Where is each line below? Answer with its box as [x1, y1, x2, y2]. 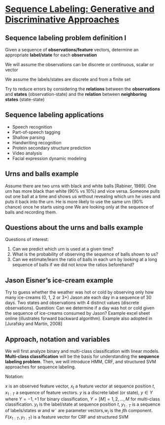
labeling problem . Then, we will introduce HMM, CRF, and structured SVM [5, 359, 156, 365]
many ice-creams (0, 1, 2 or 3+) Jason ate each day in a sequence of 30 [5, 295, 152, 300]
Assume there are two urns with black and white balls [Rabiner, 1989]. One [5, 183, 157, 189]
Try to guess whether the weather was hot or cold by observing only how [5, 289, 154, 295]
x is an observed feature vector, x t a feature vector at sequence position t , [5, 383, 155, 390]
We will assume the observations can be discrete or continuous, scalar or [5, 62, 154, 67]
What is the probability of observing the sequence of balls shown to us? [12, 251, 159, 257]
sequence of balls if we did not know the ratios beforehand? [12, 262, 134, 268]
